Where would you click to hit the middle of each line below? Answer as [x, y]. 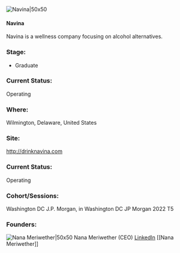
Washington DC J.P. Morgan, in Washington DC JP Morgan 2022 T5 [90, 208]
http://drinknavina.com [34, 151]
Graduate [26, 65]
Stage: [16, 52]
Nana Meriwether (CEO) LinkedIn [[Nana [124, 237]
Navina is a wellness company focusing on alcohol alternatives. [85, 37]
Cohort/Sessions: [32, 196]
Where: [17, 110]
